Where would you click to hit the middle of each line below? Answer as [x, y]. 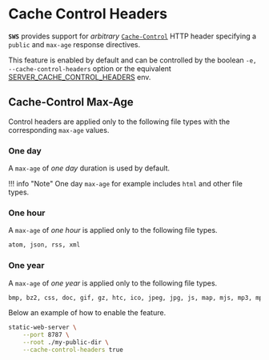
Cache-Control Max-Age [71, 102]
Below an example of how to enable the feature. [87, 313]
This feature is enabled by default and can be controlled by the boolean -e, [132, 60]
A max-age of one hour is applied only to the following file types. [113, 230]
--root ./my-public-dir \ [66, 342]
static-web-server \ [43, 328]
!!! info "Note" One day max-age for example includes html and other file [125, 184]
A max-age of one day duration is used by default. [89, 168]
